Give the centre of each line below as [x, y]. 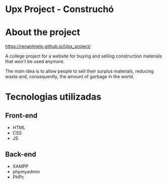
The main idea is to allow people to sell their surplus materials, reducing [79, 71]
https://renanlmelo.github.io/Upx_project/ [48, 46]
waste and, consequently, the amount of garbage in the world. [70, 77]
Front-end [21, 115]
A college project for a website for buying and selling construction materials [84, 56]
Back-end [21, 154]
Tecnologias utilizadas [53, 97]
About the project [43, 33]
